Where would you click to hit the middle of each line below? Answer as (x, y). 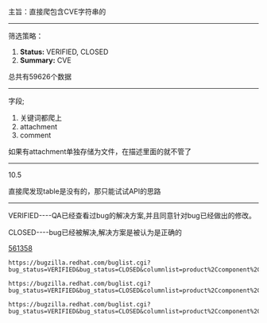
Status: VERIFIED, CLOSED (64, 52)
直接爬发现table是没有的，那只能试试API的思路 (85, 191)
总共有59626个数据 (40, 77)
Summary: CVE (45, 60)
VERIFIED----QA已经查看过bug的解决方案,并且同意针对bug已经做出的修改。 (132, 215)
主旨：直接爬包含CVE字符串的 (57, 12)
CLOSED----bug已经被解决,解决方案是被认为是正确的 (95, 232)
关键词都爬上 (41, 118)
